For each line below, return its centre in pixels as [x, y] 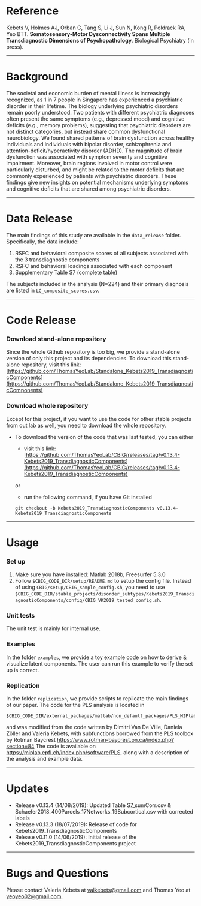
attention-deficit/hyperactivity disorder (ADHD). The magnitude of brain [95, 151]
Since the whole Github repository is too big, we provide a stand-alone [93, 352]
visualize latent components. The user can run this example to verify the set [100, 663]
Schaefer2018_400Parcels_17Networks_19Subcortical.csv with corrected [104, 811]
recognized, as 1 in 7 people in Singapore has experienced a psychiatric [95, 100]
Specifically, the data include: [42, 242]
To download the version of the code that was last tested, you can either [104, 437]
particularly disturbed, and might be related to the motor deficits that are [95, 170]
